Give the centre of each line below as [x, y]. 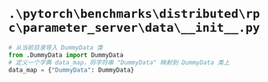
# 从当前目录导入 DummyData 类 [56, 47]
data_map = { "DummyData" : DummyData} [71, 70]
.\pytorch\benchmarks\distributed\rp [134, 14]
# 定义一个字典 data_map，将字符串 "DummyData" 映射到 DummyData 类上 [119, 62]
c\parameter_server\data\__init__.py [134, 28]
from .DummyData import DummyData [66, 55]
